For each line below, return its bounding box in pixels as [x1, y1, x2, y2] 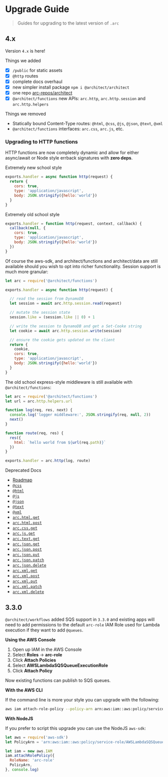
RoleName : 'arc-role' [9, 758, 55, 763]
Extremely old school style [5, 211, 60, 217]
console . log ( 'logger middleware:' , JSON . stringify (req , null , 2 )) [9, 412, 151, 417]
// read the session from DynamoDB [9, 296, 84, 301]
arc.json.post [12, 547, 42, 552]
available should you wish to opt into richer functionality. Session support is [5, 263, 161, 269]
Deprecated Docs [5, 467, 41, 473]
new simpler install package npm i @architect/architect [12, 84, 129, 90]
